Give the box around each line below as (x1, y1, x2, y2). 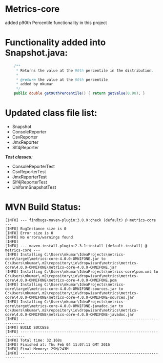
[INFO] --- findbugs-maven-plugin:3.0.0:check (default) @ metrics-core (5, 217, 156, 223)
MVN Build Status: (5, 202, 81, 213)
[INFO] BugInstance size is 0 (5, 226, 67, 231)
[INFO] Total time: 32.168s (5, 337, 62, 343)
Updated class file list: (5, 107, 98, 119)
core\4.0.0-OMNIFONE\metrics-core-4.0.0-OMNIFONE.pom (5, 278, 117, 283)
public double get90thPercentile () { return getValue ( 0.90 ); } (14, 91, 145, 96)
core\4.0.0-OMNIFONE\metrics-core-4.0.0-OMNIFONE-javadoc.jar (5, 312, 134, 317)
